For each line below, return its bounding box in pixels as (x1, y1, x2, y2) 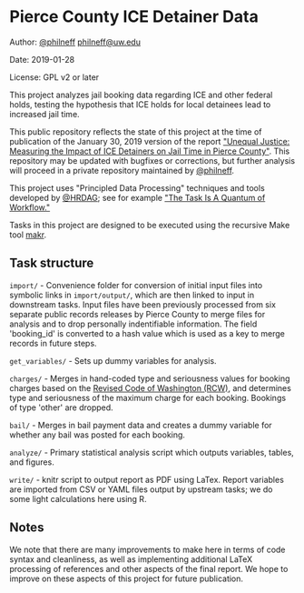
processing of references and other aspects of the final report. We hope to (9, 563, 289, 574)
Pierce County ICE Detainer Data (9, 6, 259, 27)
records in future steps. (9, 337, 97, 348)
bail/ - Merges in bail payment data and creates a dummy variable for (9, 419, 272, 430)
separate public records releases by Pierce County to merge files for (9, 308, 266, 319)
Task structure (9, 256, 94, 271)
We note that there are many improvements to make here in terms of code (9, 544, 286, 555)
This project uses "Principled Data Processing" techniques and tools (9, 182, 265, 193)
